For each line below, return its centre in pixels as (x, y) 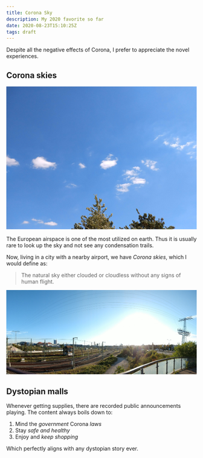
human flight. (37, 282)
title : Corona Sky (29, 13)
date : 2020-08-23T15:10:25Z (42, 25)
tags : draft (21, 32)
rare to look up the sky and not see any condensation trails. (80, 245)
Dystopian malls (37, 391)
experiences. (23, 56)
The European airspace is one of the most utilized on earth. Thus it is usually (101, 239)
